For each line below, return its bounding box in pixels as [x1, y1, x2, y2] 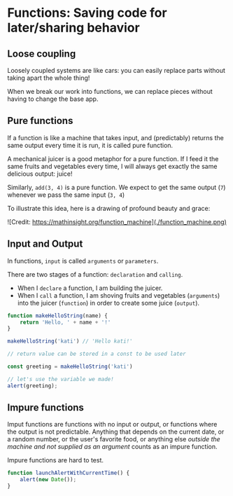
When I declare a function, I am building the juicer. [17, 284, 163, 292]
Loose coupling [7, 48, 76, 60]
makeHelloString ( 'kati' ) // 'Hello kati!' [7, 338, 133, 345]
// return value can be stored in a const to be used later [7, 350, 187, 358]
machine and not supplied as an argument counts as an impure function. [7, 443, 218, 451]
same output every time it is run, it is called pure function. [7, 141, 174, 149]
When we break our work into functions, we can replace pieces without [7, 88, 213, 95]
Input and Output [7, 238, 83, 250]
